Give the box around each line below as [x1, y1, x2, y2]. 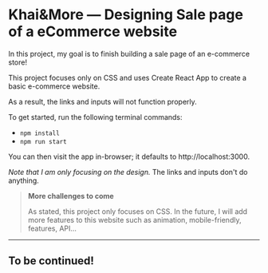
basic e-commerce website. [8, 81, 100, 91]
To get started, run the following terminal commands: [8, 112, 183, 121]
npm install [19, 129, 60, 137]
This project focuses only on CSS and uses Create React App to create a [8, 73, 247, 82]
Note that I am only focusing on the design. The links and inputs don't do [8, 167, 248, 176]
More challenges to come [27, 191, 114, 200]
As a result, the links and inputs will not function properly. [8, 97, 197, 106]
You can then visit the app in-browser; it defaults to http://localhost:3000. [8, 152, 250, 161]
